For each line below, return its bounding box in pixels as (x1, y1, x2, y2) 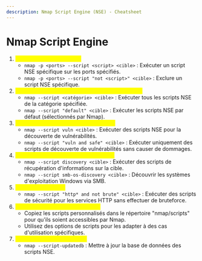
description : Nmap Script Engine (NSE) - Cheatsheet (6, 8, 142, 15)
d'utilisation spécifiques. (24, 228, 85, 236)
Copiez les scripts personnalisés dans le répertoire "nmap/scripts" (24, 210, 191, 217)
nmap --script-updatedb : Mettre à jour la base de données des (24, 242, 181, 249)
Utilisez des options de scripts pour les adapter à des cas (24, 222, 168, 230)
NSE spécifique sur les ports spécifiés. (24, 68, 121, 75)
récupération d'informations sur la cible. (24, 164, 124, 171)
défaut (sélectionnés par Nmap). (24, 113, 105, 120)
